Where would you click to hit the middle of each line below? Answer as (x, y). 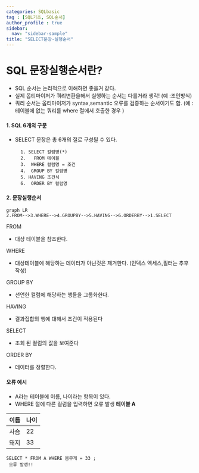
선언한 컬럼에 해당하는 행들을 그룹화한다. (62, 295)
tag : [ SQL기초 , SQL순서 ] (36, 17)
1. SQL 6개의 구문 (27, 125)
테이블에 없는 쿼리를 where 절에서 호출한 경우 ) (69, 110)
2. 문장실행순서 (24, 198)
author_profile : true (34, 23)
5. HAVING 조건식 (40, 177)
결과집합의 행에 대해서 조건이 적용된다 (59, 319)
